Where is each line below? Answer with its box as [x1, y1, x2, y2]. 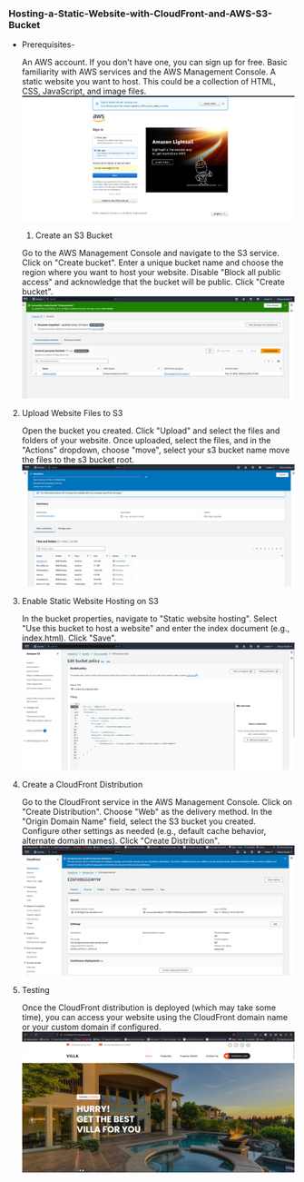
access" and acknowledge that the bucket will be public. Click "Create [21, 276, 285, 287]
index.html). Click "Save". [21, 632, 117, 643]
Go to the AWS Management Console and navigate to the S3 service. [21, 247, 280, 258]
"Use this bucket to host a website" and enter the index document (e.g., [21, 623, 290, 634]
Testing [21, 985, 51, 996]
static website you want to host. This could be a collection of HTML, [21, 76, 277, 87]
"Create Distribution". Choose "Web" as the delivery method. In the [21, 807, 273, 818]
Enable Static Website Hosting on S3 [21, 596, 160, 607]
